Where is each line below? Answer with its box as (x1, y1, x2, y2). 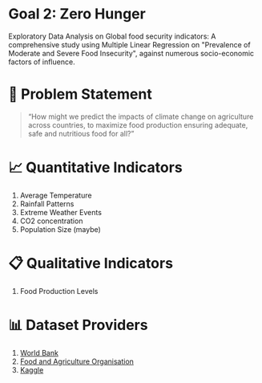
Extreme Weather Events (19, 207, 103, 217)
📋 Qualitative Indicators (8, 255, 174, 272)
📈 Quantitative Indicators (8, 158, 183, 177)
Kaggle (19, 365, 44, 374)
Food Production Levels (19, 286, 99, 295)
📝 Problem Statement (8, 85, 152, 104)
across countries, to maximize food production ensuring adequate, (27, 120, 248, 129)
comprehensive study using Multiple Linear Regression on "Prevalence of (8, 39, 251, 49)
